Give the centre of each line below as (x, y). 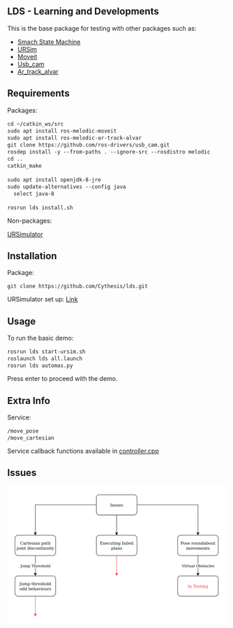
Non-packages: (30, 220)
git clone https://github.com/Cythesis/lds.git (78, 286)
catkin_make (24, 166)
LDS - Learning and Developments (83, 12)
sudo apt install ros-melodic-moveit (62, 131)
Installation (32, 256)
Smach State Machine (49, 42)
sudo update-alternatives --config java (67, 187)
